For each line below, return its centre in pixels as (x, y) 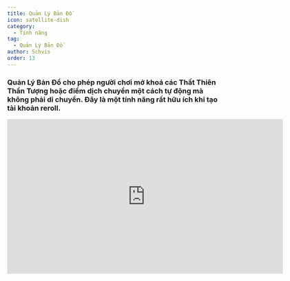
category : (21, 26)
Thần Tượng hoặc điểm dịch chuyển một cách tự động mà (105, 91)
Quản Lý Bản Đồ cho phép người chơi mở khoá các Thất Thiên (112, 82)
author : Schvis (29, 52)
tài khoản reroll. (34, 108)
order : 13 (21, 58)
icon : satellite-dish (38, 20)
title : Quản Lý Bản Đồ (40, 13)
